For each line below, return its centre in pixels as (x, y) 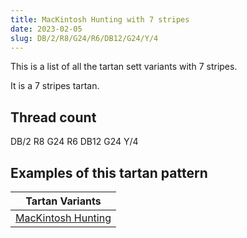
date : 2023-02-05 (46, 29)
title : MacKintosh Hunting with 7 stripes (100, 19)
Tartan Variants (63, 201)
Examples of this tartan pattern (109, 172)
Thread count (53, 117)
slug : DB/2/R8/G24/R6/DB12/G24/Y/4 (84, 38)
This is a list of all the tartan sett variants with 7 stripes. (124, 67)
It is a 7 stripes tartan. (55, 86)
